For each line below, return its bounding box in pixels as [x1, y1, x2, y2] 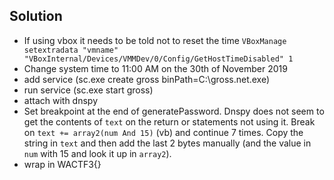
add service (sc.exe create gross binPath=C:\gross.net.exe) [23, 73, 271, 85]
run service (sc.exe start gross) [23, 84, 154, 96]
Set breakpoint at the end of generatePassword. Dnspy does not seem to [23, 105, 325, 117]
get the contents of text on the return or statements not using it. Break [23, 115, 316, 128]
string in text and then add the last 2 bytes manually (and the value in [23, 137, 312, 149]
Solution [9, 8, 63, 25]
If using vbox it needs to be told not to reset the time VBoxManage [23, 34, 287, 46]
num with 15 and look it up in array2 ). [23, 147, 172, 159]
